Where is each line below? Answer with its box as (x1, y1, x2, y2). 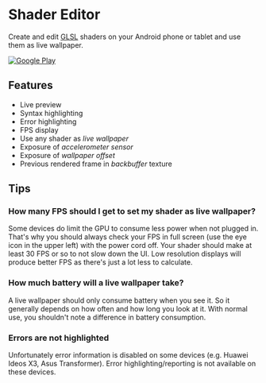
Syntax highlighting (19, 108, 83, 118)
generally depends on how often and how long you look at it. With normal (8, 304, 248, 313)
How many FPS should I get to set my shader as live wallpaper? (8, 206, 256, 217)
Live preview (19, 99, 62, 109)
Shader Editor (8, 6, 101, 24)
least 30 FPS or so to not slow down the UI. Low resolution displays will (8, 249, 241, 259)
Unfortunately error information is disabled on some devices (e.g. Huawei (8, 350, 249, 360)
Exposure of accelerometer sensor (19, 141, 133, 152)
